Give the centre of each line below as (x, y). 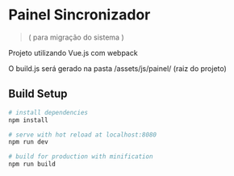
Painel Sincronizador (79, 15)
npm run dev (28, 142)
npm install (28, 120)
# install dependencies (48, 112)
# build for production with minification (81, 157)
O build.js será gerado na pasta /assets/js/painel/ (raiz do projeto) (118, 68)
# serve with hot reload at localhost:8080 (83, 135)
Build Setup (38, 94)
